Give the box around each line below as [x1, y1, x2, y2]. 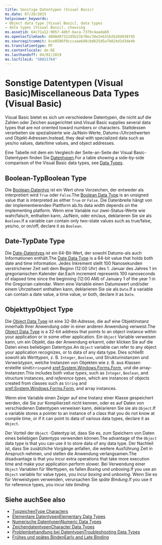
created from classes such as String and [5, 380, 87, 386]
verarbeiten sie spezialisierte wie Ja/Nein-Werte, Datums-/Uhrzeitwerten [5, 130, 150, 136]
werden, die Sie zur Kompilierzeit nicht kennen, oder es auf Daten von [5, 400, 144, 406]
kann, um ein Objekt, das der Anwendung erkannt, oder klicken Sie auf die [5, 339, 153, 345]
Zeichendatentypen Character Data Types [12, 524, 95, 530]
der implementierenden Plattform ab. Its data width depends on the [5, 203, 138, 208]
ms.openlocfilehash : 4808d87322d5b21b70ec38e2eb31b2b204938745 [5, 34, 135, 39]
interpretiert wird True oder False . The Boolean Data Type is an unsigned [5, 192, 149, 198]
